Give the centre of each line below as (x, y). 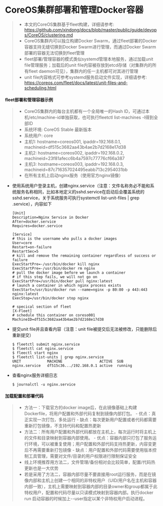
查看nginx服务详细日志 (35, 375)
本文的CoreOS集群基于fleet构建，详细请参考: (69, 24)
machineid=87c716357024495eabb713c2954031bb (76, 170)
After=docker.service (34, 222)
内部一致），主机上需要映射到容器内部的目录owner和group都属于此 (91, 487)
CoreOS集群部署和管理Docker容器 (74, 10)
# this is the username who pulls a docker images (64, 239)
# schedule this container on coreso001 (54, 315)
